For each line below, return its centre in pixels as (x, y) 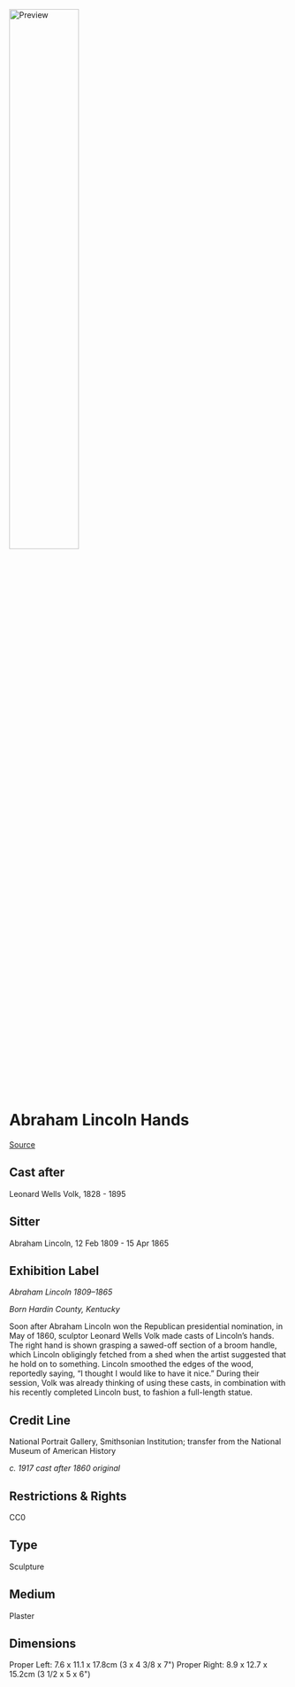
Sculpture (27, 1566)
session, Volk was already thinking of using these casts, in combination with (147, 1383)
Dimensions (43, 1644)
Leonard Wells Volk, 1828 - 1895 (68, 1193)
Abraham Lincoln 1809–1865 (61, 1292)
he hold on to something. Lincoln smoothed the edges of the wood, (131, 1364)
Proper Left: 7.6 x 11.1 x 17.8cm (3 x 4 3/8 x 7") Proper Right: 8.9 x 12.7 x (138, 1665)
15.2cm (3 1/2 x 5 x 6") (50, 1675)
